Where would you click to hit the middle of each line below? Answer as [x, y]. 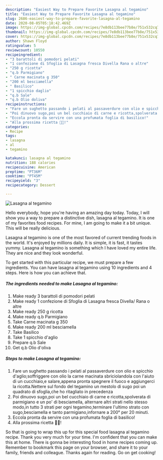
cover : [12, 37]
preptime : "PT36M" [24, 172]
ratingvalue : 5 [21, 46]
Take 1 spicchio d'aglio [35, 337]
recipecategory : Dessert [30, 185]
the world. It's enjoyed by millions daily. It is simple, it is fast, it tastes [74, 243]
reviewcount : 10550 [25, 50]
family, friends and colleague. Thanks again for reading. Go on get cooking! [81, 452]
